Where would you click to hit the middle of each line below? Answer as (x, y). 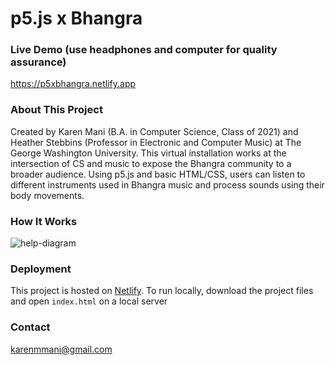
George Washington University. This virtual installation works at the (148, 153)
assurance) (38, 62)
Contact (30, 327)
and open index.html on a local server (89, 301)
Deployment (41, 269)
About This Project (56, 110)
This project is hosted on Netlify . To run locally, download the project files (162, 291)
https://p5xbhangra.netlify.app (73, 84)
